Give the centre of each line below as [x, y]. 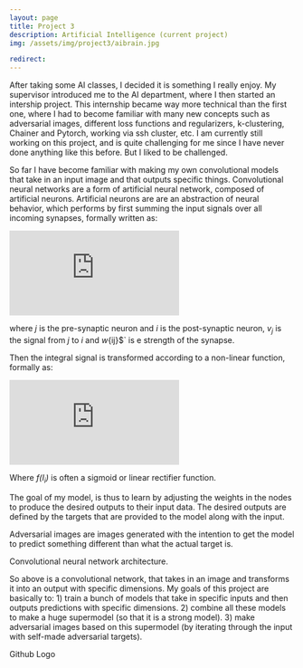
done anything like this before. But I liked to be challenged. [118, 153]
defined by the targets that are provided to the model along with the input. [147, 516]
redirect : [28, 60]
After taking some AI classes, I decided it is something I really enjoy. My [143, 85]
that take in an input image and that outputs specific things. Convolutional [147, 180]
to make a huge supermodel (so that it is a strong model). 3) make [132, 617]
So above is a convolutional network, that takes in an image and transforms [149, 578]
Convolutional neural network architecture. [89, 561]
